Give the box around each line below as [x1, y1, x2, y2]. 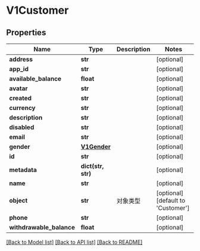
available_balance [9, 75, 61, 82]
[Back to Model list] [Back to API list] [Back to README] [6, 238, 143, 246]
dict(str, [80, 162, 104, 170]
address [9, 55, 33, 63]
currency [9, 104, 36, 112]
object [9, 197, 28, 204]
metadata [9, 166, 37, 174]
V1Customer [6, 4, 69, 17]
